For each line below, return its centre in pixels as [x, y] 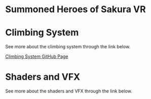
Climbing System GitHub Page [37, 56]
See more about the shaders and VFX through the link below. [69, 91]
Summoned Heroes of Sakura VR [75, 9]
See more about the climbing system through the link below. [68, 47]
